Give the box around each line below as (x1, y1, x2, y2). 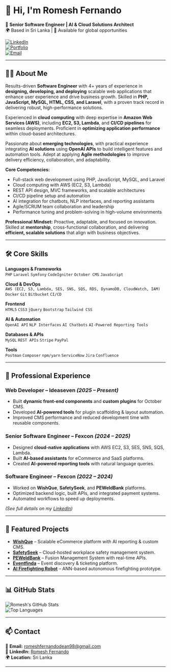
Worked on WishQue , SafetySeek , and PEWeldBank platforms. (12, 485, 147, 491)
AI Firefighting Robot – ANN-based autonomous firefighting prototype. (12, 565, 162, 572)
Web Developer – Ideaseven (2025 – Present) (5, 386, 119, 394)
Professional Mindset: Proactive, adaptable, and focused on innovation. (5, 218, 157, 225)
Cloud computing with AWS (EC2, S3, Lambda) (12, 182, 111, 188)
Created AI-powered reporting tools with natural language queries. (12, 460, 155, 466)
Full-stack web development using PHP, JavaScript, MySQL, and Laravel (12, 176, 165, 182)
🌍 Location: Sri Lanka (5, 654, 52, 661)
